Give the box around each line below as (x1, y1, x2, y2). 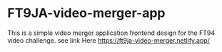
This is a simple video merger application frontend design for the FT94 (7, 28, 216, 37)
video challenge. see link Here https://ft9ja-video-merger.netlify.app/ (7, 36, 211, 44)
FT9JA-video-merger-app (7, 5, 166, 21)
